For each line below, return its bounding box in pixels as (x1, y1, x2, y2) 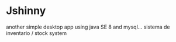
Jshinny (6, 4, 46, 17)
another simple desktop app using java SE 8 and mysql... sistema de (6, 23, 170, 30)
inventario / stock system (6, 29, 67, 36)
